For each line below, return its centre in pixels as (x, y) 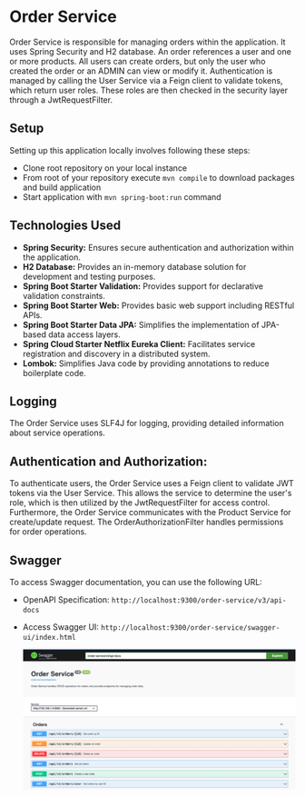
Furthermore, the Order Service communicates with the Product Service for (151, 513)
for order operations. (49, 532)
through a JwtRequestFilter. (61, 100)
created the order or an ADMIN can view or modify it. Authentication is (141, 71)
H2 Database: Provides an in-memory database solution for (134, 266)
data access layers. (84, 334)
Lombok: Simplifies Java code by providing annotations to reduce (146, 363)
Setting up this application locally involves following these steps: (130, 150)
